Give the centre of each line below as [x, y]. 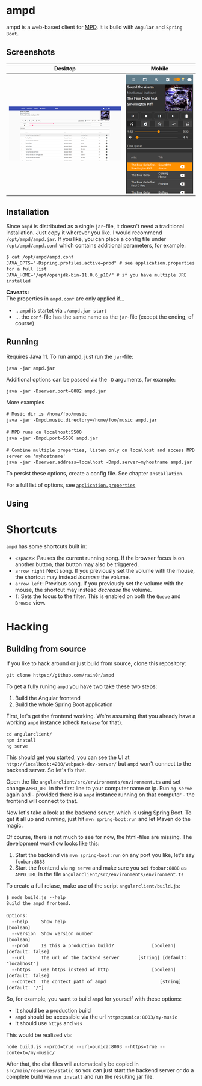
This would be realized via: [39, 1035]
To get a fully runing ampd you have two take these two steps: [82, 686]
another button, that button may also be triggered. [77, 564]
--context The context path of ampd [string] [96, 982]
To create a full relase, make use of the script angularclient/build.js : [93, 886]
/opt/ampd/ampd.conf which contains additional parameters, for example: [96, 246]
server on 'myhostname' [36, 456]
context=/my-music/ [31, 1053]
